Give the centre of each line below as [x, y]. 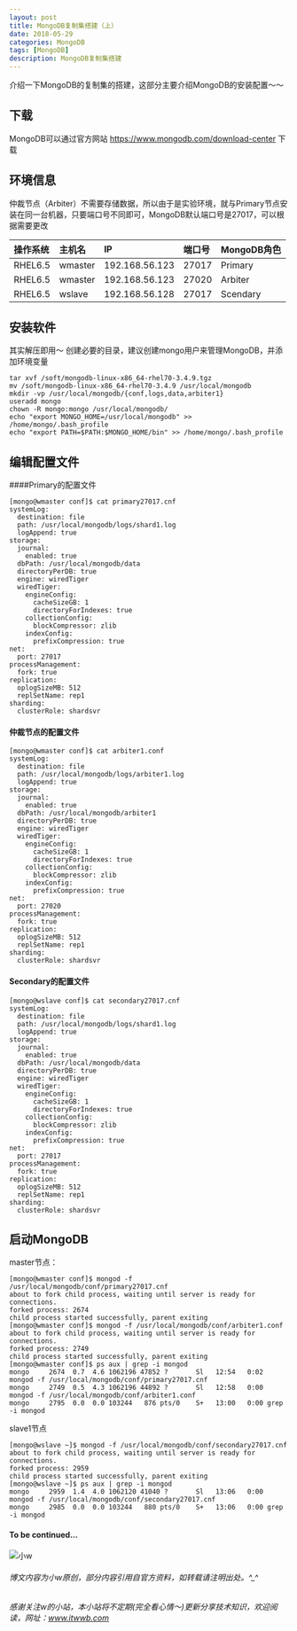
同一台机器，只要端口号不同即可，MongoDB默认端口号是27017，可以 [151, 215]
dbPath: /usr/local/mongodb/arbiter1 [87, 813]
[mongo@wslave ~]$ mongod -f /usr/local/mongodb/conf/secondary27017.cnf [148, 1446]
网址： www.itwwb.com [66, 1618]
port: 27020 [39, 906]
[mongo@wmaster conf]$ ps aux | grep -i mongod [99, 1365]
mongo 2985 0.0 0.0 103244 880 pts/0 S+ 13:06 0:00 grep [146, 1508]
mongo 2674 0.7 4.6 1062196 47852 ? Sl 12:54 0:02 [137, 1372]
